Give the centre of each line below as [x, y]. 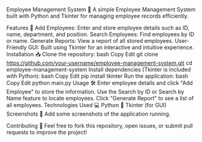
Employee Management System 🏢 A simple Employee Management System [101, 9]
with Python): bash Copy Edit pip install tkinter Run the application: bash [97, 76]
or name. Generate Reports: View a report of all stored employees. [90, 41]
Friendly [17, 47]
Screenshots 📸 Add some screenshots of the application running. [88, 114]
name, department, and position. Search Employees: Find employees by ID [100, 34]
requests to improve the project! [47, 132]
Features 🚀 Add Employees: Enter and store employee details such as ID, [98, 28]
